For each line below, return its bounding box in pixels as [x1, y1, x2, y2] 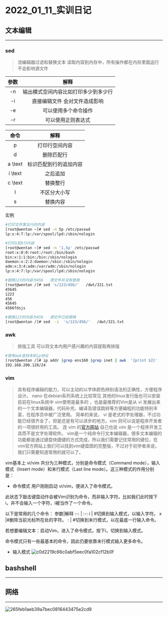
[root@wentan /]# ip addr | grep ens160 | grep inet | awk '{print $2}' [5, 358, 157, 363]
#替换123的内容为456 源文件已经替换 [5, 315, 76, 320]
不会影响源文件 [17, 66, 48, 72]
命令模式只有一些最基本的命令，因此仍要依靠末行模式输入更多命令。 [5, 538, 145, 544]
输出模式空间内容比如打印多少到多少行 [22, 88, 113, 95]
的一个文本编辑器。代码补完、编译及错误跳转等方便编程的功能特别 [17, 405, 153, 411]
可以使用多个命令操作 [42, 107, 93, 114]
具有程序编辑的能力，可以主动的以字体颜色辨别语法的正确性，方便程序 [17, 387, 162, 393]
